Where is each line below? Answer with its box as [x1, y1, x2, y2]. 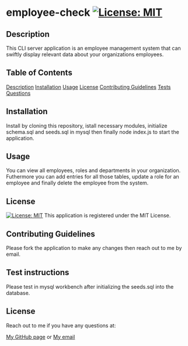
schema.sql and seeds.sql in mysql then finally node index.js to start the [6, 128, 179, 135]
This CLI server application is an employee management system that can [6, 44, 181, 52]
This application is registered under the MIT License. [44, 212, 171, 219]
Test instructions [6, 268, 69, 278]
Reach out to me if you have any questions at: [6, 322, 116, 329]
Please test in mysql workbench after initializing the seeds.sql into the [6, 283, 174, 290]
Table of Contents [6, 68, 73, 78]
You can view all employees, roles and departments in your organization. [6, 167, 181, 174]
